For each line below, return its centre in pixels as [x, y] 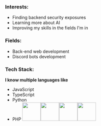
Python [19, 100]
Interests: [17, 7]
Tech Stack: [20, 69]
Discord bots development [39, 56]
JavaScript [23, 89]
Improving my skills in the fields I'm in [50, 28]
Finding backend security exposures [49, 18]
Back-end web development [41, 51]
